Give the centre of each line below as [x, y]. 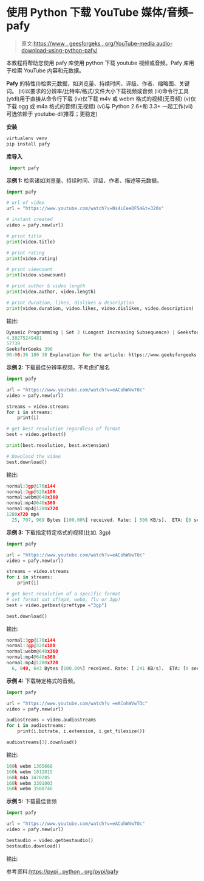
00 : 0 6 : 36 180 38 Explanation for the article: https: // [78, 355]
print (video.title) [31, 242]
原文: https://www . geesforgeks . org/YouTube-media [88, 43]
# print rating [25, 253]
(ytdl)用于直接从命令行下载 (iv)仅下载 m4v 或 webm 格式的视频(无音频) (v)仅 [101, 99]
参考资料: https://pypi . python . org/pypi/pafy [63, 871]
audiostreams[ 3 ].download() [42, 742]
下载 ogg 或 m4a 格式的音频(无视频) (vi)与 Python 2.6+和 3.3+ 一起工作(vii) [100, 106]
